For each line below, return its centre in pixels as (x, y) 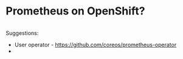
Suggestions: (22, 33)
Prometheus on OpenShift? (75, 11)
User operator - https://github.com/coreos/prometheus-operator (95, 45)
